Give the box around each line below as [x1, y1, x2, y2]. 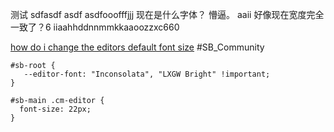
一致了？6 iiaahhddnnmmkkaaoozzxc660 [10, 21, 180, 33]
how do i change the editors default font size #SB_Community [10, 41, 265, 53]
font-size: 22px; [19, 104, 92, 114]
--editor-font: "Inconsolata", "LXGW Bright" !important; [23, 69, 271, 79]
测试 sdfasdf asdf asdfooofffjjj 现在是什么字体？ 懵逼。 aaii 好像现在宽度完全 [10, 9, 325, 20]
